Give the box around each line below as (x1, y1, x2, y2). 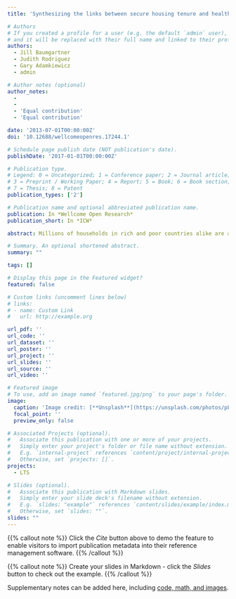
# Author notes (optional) (7, 82, 86, 89)
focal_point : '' (13, 411, 61, 418)
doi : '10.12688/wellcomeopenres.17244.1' (7, 133, 131, 141)
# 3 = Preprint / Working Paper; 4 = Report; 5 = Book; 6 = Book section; (7, 179, 231, 186)
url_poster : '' (7, 345, 52, 352)
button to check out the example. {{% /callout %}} (7, 569, 152, 578)
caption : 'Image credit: (13, 404, 86, 411)
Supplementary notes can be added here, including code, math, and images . (7, 583, 229, 591)
